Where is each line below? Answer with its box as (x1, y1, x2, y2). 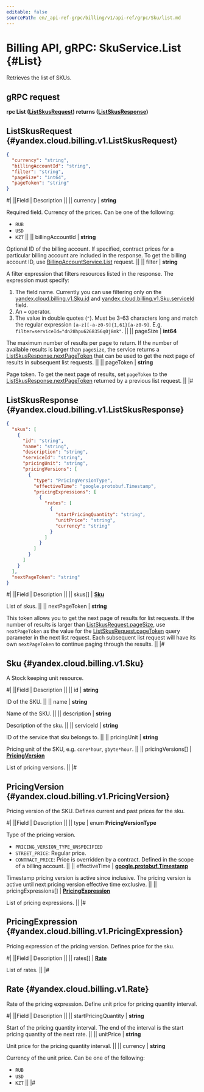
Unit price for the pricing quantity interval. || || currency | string (6, 1042, 166, 1049)
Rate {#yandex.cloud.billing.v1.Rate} (6, 984, 149, 994)
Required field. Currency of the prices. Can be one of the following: (6, 208, 175, 216)
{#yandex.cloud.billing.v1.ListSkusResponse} (6, 404, 185, 415)
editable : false (6, 9, 47, 15)
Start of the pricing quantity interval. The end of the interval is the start (6, 1024, 184, 1031)
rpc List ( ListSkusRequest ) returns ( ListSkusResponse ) (6, 108, 149, 116)
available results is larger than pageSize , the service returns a (6, 346, 160, 353)
